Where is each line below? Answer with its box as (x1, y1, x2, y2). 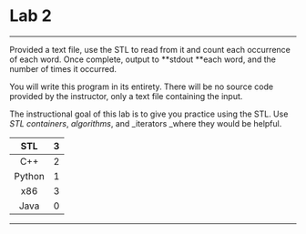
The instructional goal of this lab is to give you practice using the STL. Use (9, 108, 289, 119)
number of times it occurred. (9, 63, 117, 74)
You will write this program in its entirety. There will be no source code (9, 81, 274, 92)
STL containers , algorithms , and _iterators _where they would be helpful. (9, 117, 282, 128)
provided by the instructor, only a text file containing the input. (9, 90, 243, 101)
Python (14, 169, 46, 182)
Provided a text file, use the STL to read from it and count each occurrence (9, 44, 291, 55)
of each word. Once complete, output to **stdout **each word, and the (9, 54, 276, 65)
